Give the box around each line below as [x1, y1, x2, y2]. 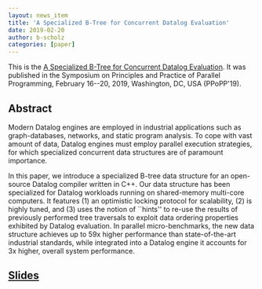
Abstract [8, 101, 53, 115]
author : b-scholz [8, 33, 65, 42]
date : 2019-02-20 [8, 26, 65, 34]
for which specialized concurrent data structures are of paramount [8, 147, 224, 157]
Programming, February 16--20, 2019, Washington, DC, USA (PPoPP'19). [8, 79, 242, 89]
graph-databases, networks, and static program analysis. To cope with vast [8, 130, 253, 140]
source [8, 179, 31, 188]
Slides [8, 269, 39, 283]
